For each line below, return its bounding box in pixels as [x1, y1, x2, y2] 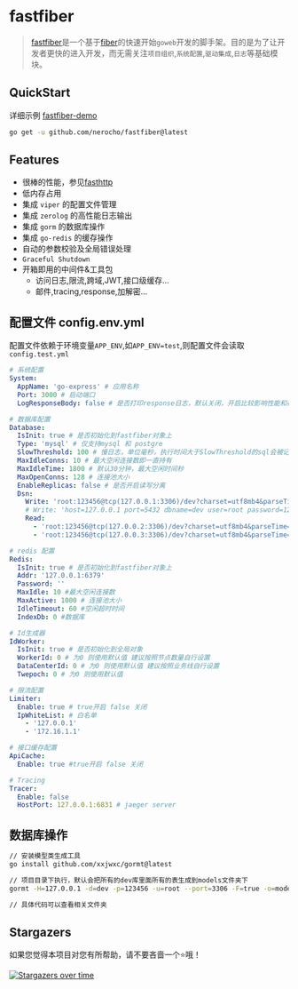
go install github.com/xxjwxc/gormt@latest [9, 859, 173, 868]
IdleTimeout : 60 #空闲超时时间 [17, 604, 125, 613]
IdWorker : [9, 637, 46, 646]
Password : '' [17, 579, 66, 588]
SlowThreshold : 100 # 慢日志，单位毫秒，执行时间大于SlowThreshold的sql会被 [17, 448, 284, 457]
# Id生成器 [9, 628, 46, 637]
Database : [9, 423, 46, 432]
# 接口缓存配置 [9, 744, 58, 753]
